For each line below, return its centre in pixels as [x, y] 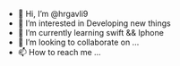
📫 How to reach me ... [59, 52]
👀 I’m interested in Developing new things [94, 23]
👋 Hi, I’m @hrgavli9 [53, 14]
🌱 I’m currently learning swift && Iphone [90, 33]
